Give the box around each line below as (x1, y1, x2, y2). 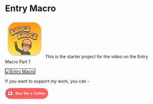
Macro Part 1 (5, 59, 31, 65)
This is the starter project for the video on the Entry (45, 53, 148, 59)
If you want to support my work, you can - (5, 78, 90, 84)
